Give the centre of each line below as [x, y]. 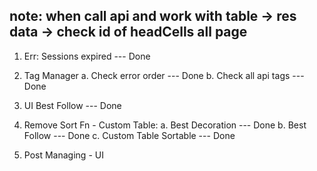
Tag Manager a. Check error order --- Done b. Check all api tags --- [164, 75]
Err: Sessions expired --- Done [87, 56]
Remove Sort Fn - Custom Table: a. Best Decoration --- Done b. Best [165, 125]
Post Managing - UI [63, 155]
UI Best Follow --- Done [72, 105]
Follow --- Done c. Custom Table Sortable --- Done [129, 135]
